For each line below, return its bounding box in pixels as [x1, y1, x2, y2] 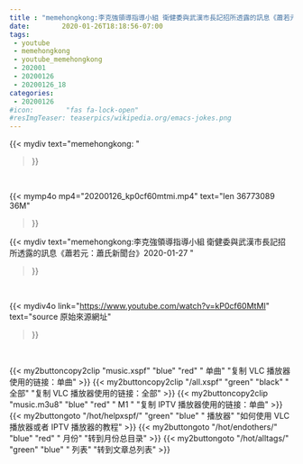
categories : [9, 88, 54, 97]
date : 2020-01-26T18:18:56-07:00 [9, 22, 164, 31]
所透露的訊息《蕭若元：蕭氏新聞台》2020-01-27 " [9, 248, 194, 259]
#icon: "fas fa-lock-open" [9, 105, 140, 114]
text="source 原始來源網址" [9, 312, 112, 323]
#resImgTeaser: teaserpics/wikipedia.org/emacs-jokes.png [9, 114, 232, 123]
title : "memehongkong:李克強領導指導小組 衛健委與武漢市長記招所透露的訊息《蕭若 [9, 13, 290, 23]
